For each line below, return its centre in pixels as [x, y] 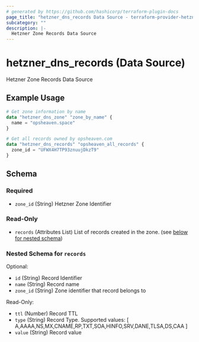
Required [20, 191]
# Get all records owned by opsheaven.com [59, 139]
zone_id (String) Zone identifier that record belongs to [80, 290]
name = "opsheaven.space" [44, 123]
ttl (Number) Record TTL [46, 314]
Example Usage [36, 98]
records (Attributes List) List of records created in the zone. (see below [101, 232]
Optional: [17, 267]
